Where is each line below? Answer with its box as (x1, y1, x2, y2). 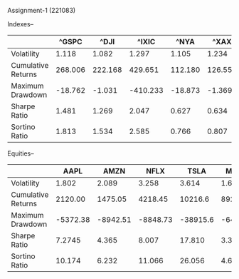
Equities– (7, 149, 34, 158)
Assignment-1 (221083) (7, 6, 76, 14)
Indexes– (7, 20, 34, 28)
